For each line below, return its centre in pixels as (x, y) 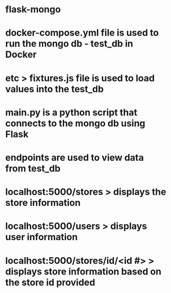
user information (42, 237)
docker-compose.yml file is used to (82, 33)
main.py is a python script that (71, 112)
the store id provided (50, 282)
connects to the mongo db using (75, 123)
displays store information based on (83, 271)
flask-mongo (33, 9)
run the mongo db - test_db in (69, 44)
